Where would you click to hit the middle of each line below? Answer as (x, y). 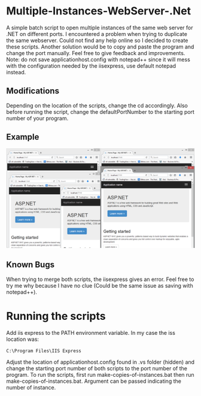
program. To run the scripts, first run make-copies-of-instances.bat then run (100, 374)
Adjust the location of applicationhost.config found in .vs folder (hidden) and (100, 362)
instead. (16, 72)
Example (23, 137)
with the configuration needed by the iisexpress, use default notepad (91, 66)
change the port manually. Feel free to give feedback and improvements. (96, 53)
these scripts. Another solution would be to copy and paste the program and (100, 47)
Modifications (33, 91)
